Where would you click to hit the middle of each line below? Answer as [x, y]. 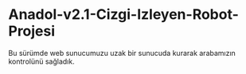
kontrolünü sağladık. [41, 61]
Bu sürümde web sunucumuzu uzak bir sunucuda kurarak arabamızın [122, 53]
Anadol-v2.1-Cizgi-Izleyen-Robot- [123, 15]
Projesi [32, 31]
